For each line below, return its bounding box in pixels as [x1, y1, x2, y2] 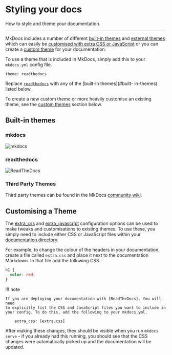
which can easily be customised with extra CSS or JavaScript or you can [5, 40, 159, 47]
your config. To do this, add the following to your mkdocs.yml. [5, 309, 147, 315]
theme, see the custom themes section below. [5, 101, 102, 107]
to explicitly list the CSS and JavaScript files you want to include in [5, 305, 166, 310]
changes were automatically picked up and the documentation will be [5, 338, 152, 344]
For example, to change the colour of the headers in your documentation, [5, 247, 160, 253]
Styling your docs [5, 4, 82, 15]
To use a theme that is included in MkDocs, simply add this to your [5, 56, 146, 62]
